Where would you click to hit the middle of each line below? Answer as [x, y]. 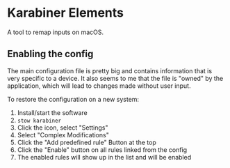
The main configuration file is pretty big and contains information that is [110, 70]
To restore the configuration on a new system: [73, 99]
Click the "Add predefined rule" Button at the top [87, 142]
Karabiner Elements [65, 13]
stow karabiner [39, 121]
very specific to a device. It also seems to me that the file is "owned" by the [115, 78]
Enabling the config [50, 54]
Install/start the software [52, 112]
